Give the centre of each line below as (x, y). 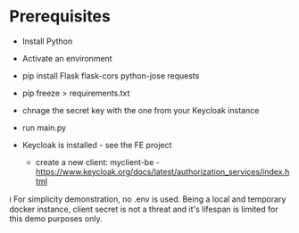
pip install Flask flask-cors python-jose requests (111, 75)
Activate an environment (67, 58)
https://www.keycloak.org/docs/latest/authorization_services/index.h (162, 171)
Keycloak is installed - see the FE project (97, 145)
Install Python (47, 41)
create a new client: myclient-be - (98, 162)
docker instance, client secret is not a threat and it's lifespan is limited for (144, 209)
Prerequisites (60, 17)
